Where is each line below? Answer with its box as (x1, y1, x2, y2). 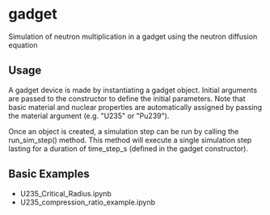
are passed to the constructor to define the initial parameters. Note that (8, 94, 246, 103)
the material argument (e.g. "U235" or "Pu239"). (8, 111, 170, 120)
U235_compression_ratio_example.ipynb (19, 197, 156, 207)
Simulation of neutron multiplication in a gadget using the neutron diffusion (8, 32, 258, 41)
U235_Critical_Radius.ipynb (19, 188, 112, 198)
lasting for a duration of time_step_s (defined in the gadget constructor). (8, 143, 249, 154)
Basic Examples (8, 167, 91, 181)
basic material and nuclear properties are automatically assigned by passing (8, 102, 263, 112)
